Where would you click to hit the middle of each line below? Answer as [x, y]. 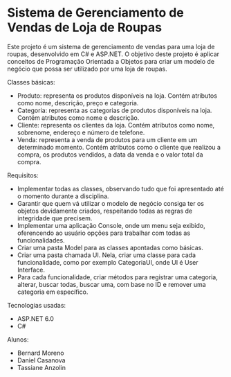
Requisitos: [23, 175]
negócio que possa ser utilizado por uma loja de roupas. [87, 69]
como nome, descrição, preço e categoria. [78, 103]
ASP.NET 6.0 [35, 318]
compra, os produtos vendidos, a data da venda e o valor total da [110, 155]
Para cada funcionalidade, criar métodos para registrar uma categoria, [117, 277]
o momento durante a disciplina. [63, 196]
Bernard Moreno [40, 353]
